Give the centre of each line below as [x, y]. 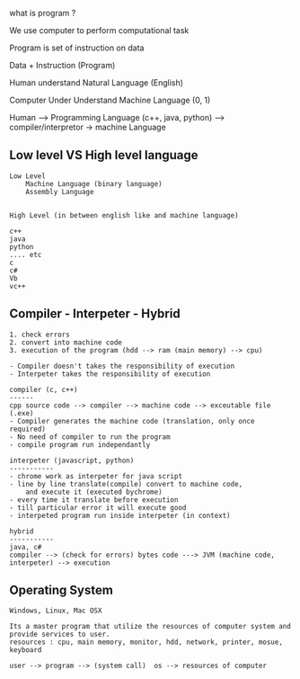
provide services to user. [60, 634]
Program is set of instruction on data [77, 48]
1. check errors [40, 335]
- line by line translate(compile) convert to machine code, [126, 484]
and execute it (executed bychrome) [94, 492]
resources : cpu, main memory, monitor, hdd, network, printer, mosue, [146, 642]
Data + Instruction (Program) [62, 65]
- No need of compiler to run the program [90, 437]
